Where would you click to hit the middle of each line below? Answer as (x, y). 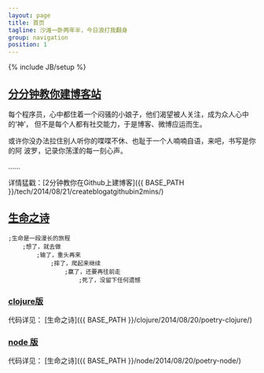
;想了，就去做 (42, 246)
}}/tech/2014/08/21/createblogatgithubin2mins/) (86, 191)
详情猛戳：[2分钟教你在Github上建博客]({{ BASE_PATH (96, 183)
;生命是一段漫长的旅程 (39, 238)
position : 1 (27, 45)
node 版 (23, 342)
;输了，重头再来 (59, 255)
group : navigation (38, 37)
